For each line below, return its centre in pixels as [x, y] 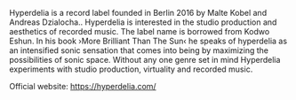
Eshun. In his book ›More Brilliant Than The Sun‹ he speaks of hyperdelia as [148, 41]
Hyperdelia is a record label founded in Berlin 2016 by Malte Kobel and [138, 13]
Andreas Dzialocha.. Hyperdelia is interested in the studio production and [143, 22]
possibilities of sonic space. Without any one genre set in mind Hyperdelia [145, 60]
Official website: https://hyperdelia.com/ [83, 86]
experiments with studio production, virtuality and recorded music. [131, 69]
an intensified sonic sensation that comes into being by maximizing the [139, 50]
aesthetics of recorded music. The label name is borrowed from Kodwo [140, 31]
